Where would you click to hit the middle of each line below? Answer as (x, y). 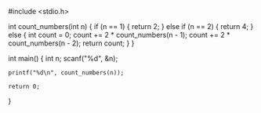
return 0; (24, 86)
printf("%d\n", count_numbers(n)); (66, 73)
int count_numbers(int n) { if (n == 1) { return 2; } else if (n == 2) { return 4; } (131, 26)
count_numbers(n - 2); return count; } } (71, 43)
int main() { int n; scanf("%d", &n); (63, 58)
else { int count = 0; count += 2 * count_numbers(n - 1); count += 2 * (119, 35)
